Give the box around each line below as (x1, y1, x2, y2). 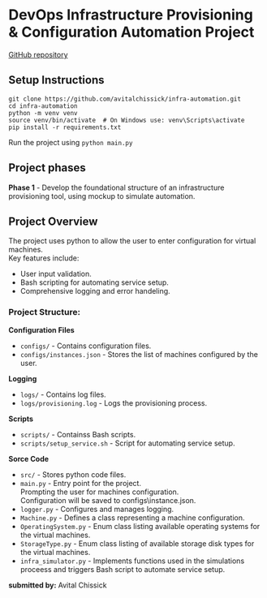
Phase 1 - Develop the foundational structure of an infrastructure (8, 183, 225, 192)
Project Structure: (8, 307, 81, 318)
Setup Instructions (8, 73, 105, 87)
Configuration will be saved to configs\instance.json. (19, 495, 196, 505)
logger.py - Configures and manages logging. (19, 504, 174, 514)
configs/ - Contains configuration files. (19, 341, 152, 351)
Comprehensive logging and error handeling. (19, 286, 170, 296)
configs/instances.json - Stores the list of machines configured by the (19, 349, 258, 359)
